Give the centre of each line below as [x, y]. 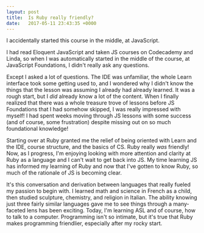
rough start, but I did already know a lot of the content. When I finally [93, 96]
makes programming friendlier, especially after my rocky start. [84, 223]
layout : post [23, 12]
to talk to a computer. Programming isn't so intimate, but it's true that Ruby [100, 217]
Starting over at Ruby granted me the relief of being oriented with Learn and [101, 141]
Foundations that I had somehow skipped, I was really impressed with [93, 110]
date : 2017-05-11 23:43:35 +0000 [51, 23]
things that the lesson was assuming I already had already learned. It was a [100, 90]
